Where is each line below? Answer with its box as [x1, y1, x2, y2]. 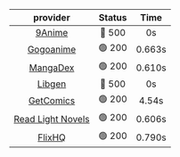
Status [98, 12, 127, 23]
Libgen [37, 78, 67, 90]
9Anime [35, 27, 69, 38]
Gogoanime [27, 43, 77, 55]
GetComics [28, 94, 76, 106]
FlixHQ [37, 131, 67, 144]
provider [33, 12, 70, 23]
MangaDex [29, 62, 75, 74]
